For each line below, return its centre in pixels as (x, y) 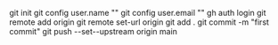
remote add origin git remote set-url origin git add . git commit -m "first (139, 22)
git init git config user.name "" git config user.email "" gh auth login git (138, 13)
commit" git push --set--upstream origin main (94, 31)
